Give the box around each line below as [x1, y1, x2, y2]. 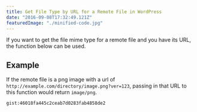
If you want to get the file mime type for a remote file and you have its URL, [6, 37, 192, 44]
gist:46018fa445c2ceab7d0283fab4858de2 [6, 100, 106, 107]
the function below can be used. [6, 43, 86, 50]
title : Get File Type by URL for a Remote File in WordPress [6, 8, 162, 15]
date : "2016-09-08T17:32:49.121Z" [6, 14, 93, 20]
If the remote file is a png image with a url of [6, 76, 116, 83]
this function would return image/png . [6, 89, 97, 96]
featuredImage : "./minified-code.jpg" [6, 20, 103, 26]
